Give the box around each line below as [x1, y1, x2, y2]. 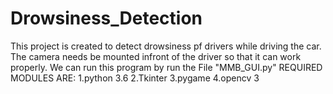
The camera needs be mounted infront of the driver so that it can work [10, 50, 302, 62]
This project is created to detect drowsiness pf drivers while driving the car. [10, 40, 322, 52]
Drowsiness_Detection [10, 7, 203, 30]
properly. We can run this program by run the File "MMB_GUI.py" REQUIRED [10, 61, 323, 73]
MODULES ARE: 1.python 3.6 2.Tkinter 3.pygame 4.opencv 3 [10, 72, 260, 84]
